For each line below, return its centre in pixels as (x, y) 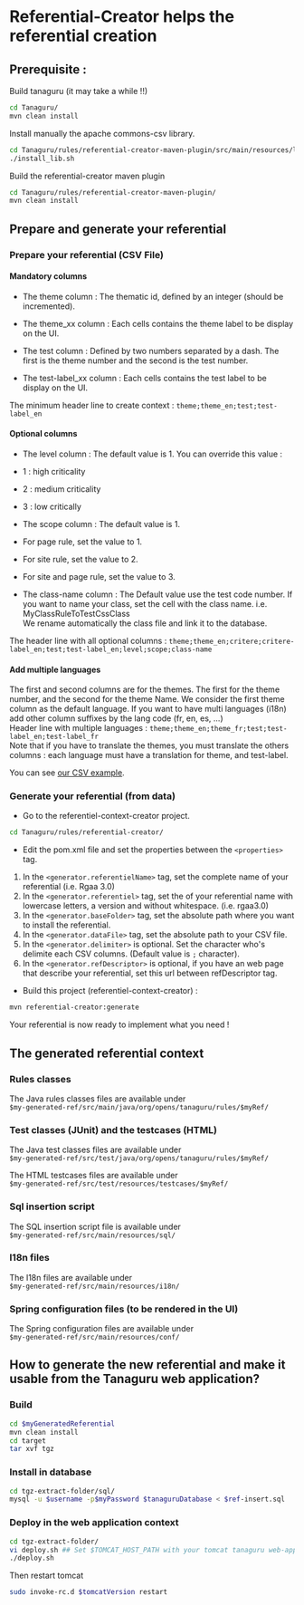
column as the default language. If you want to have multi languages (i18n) (148, 709)
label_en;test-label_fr (54, 737)
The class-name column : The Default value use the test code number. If (157, 594)
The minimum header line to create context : (92, 405)
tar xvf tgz (32, 1449)
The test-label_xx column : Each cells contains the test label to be (144, 378)
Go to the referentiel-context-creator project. (106, 816)
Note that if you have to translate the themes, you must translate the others (149, 745)
